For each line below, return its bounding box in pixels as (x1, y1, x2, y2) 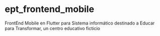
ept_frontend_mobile (5, 3, 94, 15)
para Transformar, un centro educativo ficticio (5, 25, 100, 31)
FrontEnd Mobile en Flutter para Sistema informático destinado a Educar (5, 20, 155, 26)
